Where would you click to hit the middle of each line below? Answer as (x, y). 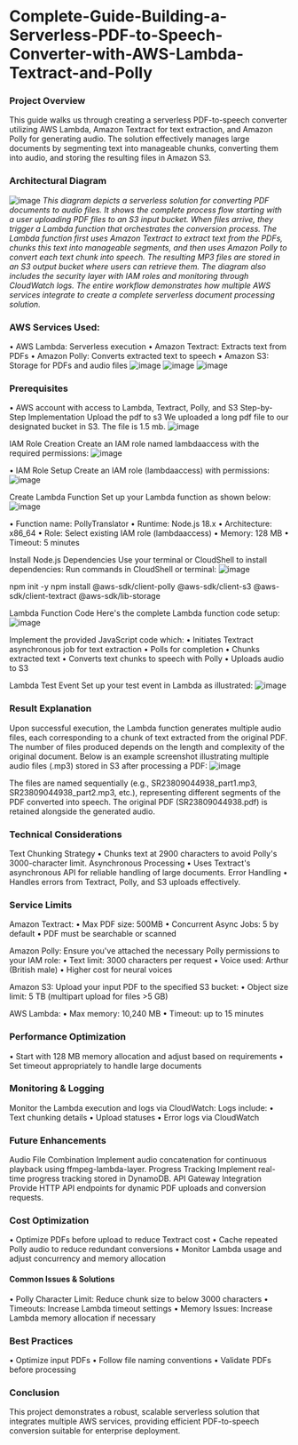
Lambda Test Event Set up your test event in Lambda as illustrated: (131, 685)
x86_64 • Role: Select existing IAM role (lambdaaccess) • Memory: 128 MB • (149, 533)
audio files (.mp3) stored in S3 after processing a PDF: (109, 765)
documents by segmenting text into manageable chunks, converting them (144, 148)
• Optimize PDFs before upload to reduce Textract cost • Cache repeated (143, 1240)
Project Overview (47, 101)
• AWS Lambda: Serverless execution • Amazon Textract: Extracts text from (148, 347)
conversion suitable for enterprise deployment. (95, 1431)
